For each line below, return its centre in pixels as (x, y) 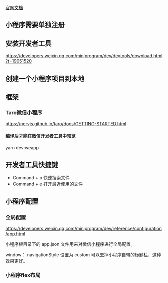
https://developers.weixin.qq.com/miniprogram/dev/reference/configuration (83, 228)
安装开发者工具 (28, 44)
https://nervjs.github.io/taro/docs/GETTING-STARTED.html (66, 124)
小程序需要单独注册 (35, 25)
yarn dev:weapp (22, 148)
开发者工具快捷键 (32, 164)
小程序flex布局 (23, 275)
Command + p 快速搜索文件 (41, 178)
